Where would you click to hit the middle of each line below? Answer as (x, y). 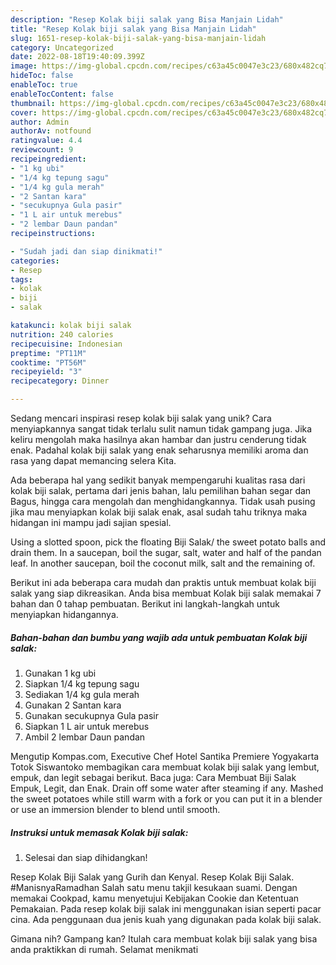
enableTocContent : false (62, 94)
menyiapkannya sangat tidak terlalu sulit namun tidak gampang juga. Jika (161, 429)
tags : (21, 279)
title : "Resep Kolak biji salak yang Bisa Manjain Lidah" (133, 29)
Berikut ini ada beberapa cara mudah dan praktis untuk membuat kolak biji (163, 582)
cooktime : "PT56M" (48, 362)
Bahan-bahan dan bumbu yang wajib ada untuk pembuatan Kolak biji (159, 637)
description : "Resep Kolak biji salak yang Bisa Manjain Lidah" (147, 19)
